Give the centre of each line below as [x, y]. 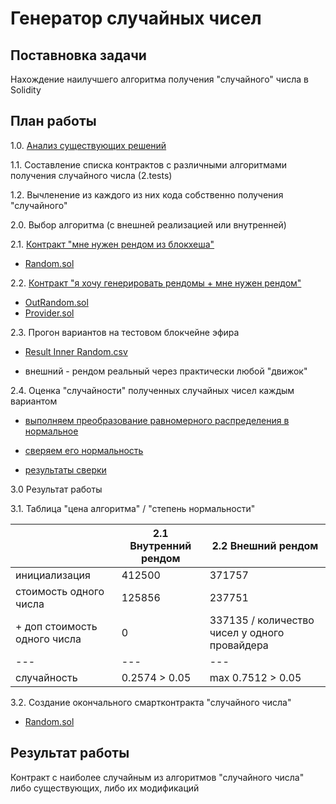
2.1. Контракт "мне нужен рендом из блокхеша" [112, 244]
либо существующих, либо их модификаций [105, 788]
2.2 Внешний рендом [265, 545]
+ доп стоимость [56, 626]
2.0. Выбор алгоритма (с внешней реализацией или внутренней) [148, 224]
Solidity [26, 90]
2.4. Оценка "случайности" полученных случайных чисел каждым [152, 390]
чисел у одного [247, 632]
